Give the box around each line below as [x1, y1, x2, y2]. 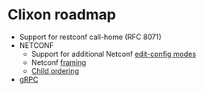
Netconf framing [31, 58, 86, 67]
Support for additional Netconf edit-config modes [31, 49, 197, 58]
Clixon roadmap [7, 6, 116, 24]
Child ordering [31, 66, 80, 75]
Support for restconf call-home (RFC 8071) [19, 32, 162, 42]
